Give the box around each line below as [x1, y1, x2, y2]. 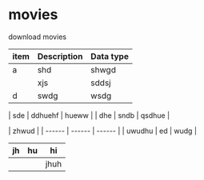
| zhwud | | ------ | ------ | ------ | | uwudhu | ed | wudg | [8, 126, 198, 135]
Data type [90, 50, 130, 61]
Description [37, 50, 83, 61]
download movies [8, 32, 66, 41]
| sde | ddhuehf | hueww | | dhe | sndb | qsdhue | [8, 110, 170, 120]
